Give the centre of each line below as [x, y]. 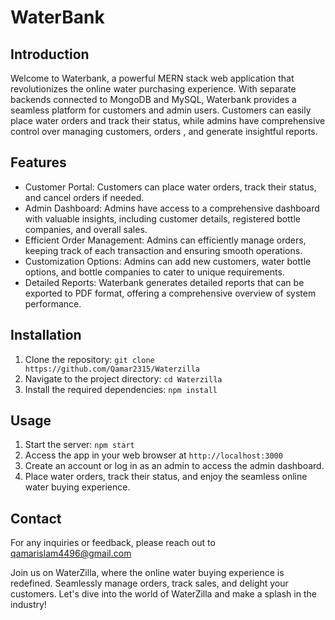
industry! [28, 605]
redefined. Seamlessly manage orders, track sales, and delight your [149, 583]
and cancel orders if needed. [84, 197]
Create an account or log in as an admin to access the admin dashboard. [174, 466]
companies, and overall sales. [86, 229]
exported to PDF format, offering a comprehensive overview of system [170, 293]
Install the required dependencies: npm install [121, 389]
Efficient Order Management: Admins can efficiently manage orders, [165, 240]
